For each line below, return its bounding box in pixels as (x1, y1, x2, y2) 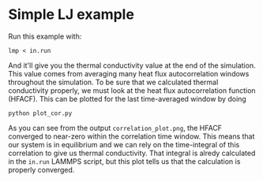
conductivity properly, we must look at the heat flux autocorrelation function (8, 85, 256, 95)
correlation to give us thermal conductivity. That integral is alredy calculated (8, 148, 256, 158)
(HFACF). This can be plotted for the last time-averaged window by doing (8, 94, 246, 103)
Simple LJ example (8, 6, 134, 24)
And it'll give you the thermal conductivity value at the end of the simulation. (8, 61, 256, 70)
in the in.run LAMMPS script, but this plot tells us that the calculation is (8, 156, 241, 166)
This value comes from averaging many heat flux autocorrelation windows (8, 69, 250, 78)
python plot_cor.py (8, 109, 73, 117)
